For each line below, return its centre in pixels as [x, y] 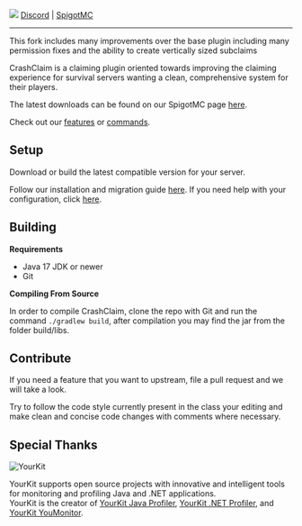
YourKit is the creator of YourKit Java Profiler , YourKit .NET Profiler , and [142, 503]
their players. [34, 87]
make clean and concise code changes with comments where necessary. [145, 417]
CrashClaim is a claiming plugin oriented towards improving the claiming [143, 68]
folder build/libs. [40, 330]
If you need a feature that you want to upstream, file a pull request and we [147, 380]
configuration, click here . [55, 199]
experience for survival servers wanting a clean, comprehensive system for [149, 77]
